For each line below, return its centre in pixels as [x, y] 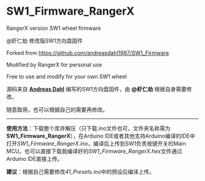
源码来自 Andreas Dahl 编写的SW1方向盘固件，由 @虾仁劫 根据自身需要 [97, 89]
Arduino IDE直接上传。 [34, 158]
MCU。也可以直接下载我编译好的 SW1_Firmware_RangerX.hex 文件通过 [94, 151]
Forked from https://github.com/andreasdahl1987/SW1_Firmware [88, 52]
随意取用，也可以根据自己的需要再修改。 [57, 109]
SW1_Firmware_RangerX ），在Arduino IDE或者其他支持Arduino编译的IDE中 [101, 136]
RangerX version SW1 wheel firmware [54, 28]
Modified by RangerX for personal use [54, 65]
